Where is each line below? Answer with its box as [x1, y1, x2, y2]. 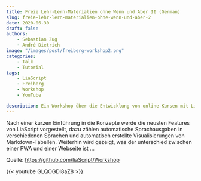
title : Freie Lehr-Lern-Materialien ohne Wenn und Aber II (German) [6, 8, 181, 15]
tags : [6, 70, 20, 76]
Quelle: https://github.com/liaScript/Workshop [6, 156, 120, 163]
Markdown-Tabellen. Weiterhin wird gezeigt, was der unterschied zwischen [6, 138, 193, 145]
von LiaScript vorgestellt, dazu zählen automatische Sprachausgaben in [6, 125, 183, 133]
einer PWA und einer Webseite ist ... [6, 145, 95, 152]
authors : [6, 31, 28, 37]
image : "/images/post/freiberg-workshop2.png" [6, 48, 124, 54]
